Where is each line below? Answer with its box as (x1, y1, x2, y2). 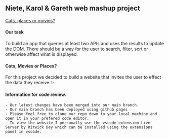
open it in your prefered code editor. (5, 116, 90, 121)
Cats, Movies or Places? (5, 63, 57, 69)
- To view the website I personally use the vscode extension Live (5, 120, 151, 126)
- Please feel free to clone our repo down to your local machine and (5, 112, 157, 117)
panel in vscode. (5, 129, 42, 134)
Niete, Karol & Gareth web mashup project (5, 4, 140, 13)
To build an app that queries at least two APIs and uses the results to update (5, 41, 164, 47)
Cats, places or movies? (5, 17, 56, 23)
